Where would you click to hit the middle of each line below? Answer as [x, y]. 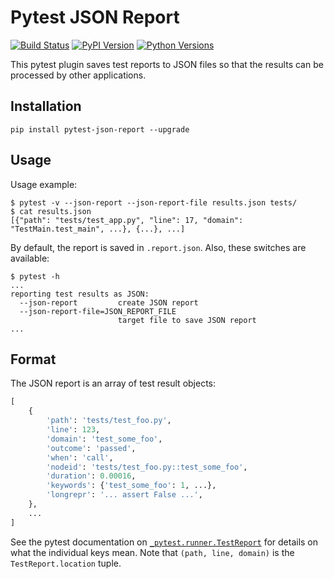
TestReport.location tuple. [66, 563]
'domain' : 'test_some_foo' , [104, 439]
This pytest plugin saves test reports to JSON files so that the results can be [167, 64]
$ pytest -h [35, 276]
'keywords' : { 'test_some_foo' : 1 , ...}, [131, 486]
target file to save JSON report [187, 320]
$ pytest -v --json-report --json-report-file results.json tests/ [154, 202]
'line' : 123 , [73, 430]
